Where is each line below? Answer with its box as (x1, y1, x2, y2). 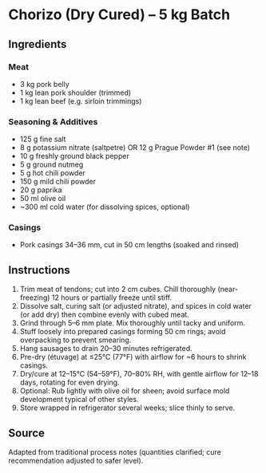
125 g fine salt (19, 134, 66, 144)
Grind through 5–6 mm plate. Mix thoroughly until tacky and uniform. (19, 318, 246, 328)
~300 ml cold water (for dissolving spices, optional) (19, 202, 190, 212)
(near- (217, 285, 238, 294)
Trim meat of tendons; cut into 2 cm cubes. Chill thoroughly (19, 285, 216, 294)
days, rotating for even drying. (19, 377, 120, 388)
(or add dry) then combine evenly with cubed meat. (19, 309, 189, 320)
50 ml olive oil (19, 194, 66, 203)
